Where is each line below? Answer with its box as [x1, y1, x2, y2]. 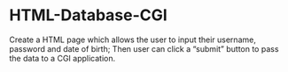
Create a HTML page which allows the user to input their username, [9, 34, 257, 45]
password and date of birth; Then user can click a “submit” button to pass [9, 43, 279, 54]
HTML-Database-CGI [9, 5, 168, 25]
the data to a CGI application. [9, 53, 116, 63]
